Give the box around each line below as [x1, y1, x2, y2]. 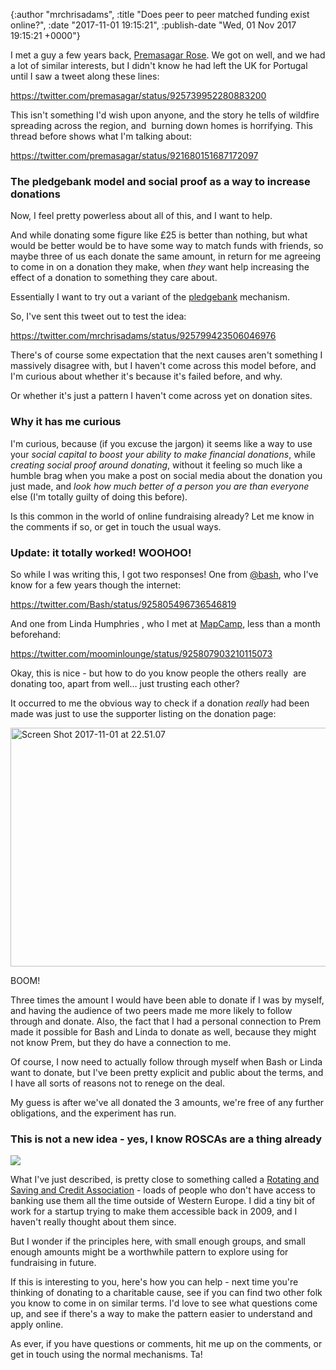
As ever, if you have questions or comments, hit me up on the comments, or [10, 1338, 323, 1350]
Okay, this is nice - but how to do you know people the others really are [10, 667, 307, 679]
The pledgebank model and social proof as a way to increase [10, 174, 311, 188]
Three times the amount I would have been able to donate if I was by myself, [10, 994, 325, 1006]
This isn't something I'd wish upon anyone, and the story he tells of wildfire [10, 109, 320, 121]
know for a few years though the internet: [10, 579, 182, 591]
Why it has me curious [10, 415, 122, 429]
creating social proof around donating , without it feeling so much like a [10, 459, 303, 471]
